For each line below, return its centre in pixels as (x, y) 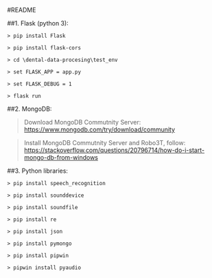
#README (22, 10)
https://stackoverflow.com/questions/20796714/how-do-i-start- (114, 150)
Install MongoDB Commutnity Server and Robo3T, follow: (105, 143)
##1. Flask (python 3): (38, 23)
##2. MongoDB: (30, 109)
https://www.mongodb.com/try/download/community (99, 129)
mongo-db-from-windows (61, 157)
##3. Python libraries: (38, 171)
